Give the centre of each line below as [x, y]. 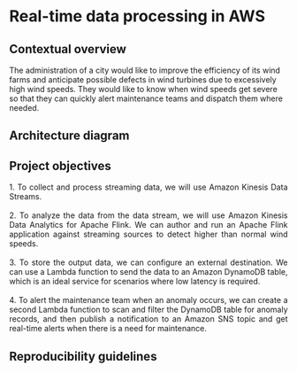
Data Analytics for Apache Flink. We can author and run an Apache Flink [148, 225]
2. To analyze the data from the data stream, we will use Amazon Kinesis [148, 215]
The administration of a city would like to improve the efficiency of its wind [145, 70]
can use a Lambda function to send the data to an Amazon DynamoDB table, [148, 272]
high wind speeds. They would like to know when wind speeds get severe [144, 89]
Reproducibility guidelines [83, 356]
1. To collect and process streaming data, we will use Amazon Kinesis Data [148, 187]
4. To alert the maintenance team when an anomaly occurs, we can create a [148, 300]
